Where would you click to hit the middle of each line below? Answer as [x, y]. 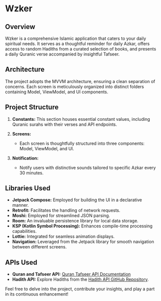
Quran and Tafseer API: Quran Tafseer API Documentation [71, 274]
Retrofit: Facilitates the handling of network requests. [66, 210]
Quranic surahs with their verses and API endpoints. [65, 124]
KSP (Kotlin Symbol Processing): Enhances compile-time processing [82, 226]
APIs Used [21, 262]
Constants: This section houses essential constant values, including [81, 119]
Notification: [25, 158]
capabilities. [24, 231]
